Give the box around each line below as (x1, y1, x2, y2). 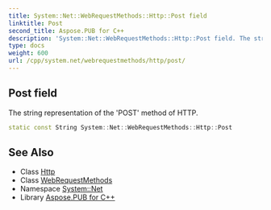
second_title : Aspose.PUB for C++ (8, 27, 125, 35)
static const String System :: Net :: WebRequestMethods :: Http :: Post (8, 123, 232, 131)
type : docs (8, 42, 45, 50)
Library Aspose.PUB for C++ (19, 192, 115, 202)
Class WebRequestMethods (19, 175, 113, 185)
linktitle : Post (8, 19, 63, 27)
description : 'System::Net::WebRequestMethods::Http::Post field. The (8, 34, 251, 43)
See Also (8, 146, 54, 159)
